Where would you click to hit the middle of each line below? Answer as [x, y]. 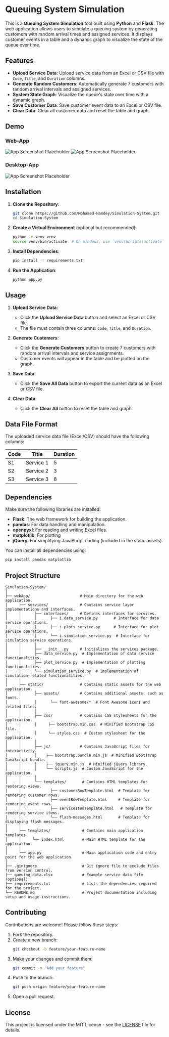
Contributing [26, 912]
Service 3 [37, 479]
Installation [23, 192]
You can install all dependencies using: [46, 550]
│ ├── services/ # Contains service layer [70, 605]
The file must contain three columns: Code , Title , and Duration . [86, 328]
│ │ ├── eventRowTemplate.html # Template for [78, 800]
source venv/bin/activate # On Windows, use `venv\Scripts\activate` [88, 242]
